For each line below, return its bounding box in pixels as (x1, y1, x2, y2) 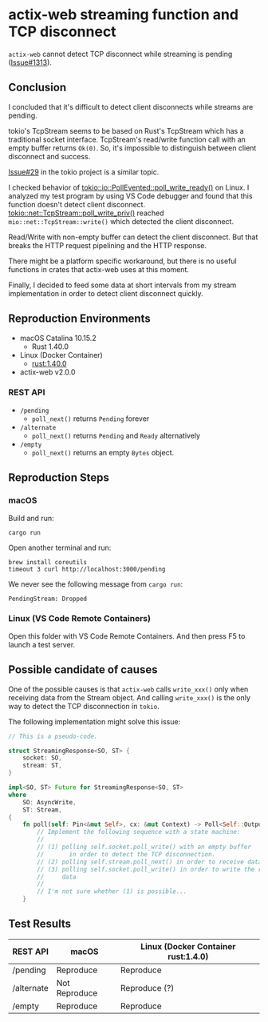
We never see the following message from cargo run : (8, 579, 183, 589)
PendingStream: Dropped (8, 595, 88, 603)
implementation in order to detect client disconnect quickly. (8, 288, 203, 298)
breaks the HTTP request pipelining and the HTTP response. (8, 240, 207, 250)
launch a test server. (8, 639, 76, 649)
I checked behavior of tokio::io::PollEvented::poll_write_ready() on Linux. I (8, 182, 250, 192)
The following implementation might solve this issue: (8, 716, 181, 726)
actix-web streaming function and (8, 6, 239, 24)
